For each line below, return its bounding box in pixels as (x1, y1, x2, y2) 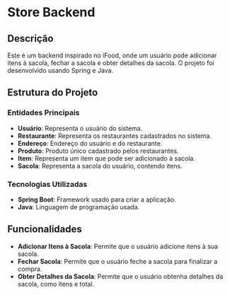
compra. (17, 265, 42, 273)
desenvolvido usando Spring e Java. (7, 66, 114, 74)
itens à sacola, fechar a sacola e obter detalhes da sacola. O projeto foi (7, 59, 214, 67)
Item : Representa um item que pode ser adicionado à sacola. (17, 154, 196, 163)
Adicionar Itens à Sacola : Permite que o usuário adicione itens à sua (17, 242, 218, 250)
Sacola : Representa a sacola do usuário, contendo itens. (17, 161, 183, 170)
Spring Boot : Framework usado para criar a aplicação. (17, 195, 177, 204)
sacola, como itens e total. (17, 279, 95, 288)
